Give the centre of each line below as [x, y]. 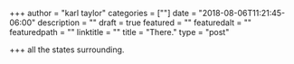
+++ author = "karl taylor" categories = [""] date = [103, 13]
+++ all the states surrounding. [67, 50]
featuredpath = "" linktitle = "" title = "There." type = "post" [119, 32]
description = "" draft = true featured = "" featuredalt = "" [144, 23]
